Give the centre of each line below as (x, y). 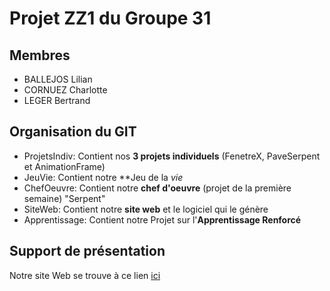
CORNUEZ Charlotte (65, 90)
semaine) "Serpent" (64, 198)
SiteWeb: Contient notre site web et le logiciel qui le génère (146, 209)
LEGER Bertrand (57, 100)
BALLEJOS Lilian (58, 79)
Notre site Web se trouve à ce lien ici (85, 275)
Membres (40, 55)
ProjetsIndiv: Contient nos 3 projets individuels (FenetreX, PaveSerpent (172, 156)
